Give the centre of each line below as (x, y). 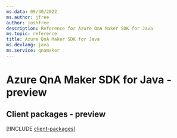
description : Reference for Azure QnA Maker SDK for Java (80, 28)
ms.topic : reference (32, 34)
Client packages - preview (56, 115)
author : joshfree (28, 23)
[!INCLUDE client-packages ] (41, 128)
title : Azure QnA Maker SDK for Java (53, 39)
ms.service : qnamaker (33, 51)
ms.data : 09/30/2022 (32, 12)
